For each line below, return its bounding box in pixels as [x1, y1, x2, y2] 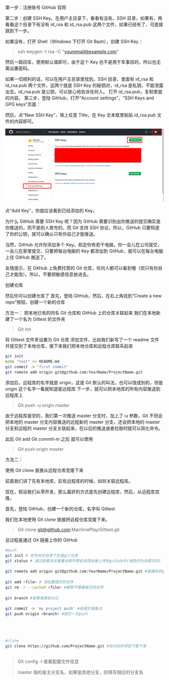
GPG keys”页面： [5, 101, 41, 107]
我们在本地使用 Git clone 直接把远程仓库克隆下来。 [5, 516, 110, 522]
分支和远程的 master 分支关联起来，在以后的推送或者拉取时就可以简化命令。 [5, 425, 163, 431]
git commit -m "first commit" [5, 364, 69, 370]
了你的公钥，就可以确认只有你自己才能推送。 [5, 231, 98, 237]
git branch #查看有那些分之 [5, 595, 59, 601]
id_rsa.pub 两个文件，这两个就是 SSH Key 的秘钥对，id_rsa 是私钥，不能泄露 [5, 82, 163, 88]
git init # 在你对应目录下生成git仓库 [5, 553, 78, 558]
